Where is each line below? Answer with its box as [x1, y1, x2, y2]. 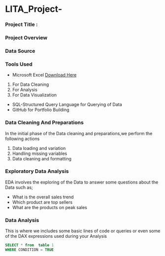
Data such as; [5, 184, 33, 190]
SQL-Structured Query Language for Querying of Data [12, 102, 122, 108]
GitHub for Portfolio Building [12, 107, 70, 113]
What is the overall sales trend [12, 194, 74, 200]
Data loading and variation [12, 145, 66, 151]
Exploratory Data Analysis [5, 168, 69, 175]
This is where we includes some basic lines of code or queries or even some [5, 228, 161, 234]
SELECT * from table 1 [5, 243, 54, 248]
